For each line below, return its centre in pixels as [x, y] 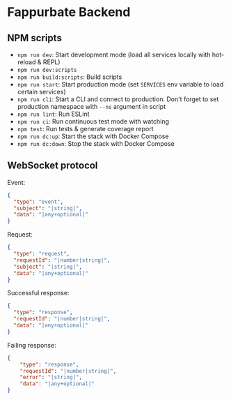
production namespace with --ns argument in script [91, 106]
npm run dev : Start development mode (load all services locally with [114, 54]
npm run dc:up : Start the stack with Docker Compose [93, 136]
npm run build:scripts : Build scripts [70, 77]
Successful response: [38, 293]
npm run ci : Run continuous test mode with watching [93, 121]
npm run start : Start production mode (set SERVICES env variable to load [120, 84]
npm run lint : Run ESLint [53, 114]
